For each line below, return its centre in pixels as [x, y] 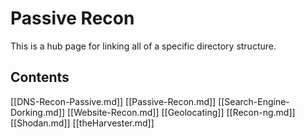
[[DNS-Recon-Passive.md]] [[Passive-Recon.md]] [113, 101]
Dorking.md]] [38, 112]
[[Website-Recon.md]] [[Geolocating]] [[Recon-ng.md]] [181, 112]
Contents [40, 77]
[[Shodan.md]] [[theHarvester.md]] [82, 123]
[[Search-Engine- [254, 101]
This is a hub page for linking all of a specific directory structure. [143, 46]
